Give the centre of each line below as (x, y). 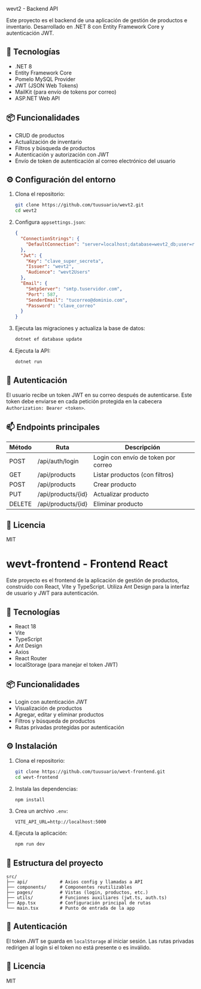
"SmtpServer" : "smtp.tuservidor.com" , (74, 289)
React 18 (25, 627)
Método (20, 447)
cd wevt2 (26, 211)
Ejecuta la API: (33, 351)
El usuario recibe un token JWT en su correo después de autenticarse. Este (99, 395)
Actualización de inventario (48, 142)
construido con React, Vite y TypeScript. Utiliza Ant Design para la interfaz (98, 587)
